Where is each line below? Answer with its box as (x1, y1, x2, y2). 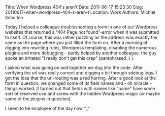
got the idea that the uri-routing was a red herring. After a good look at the (5, 75, 156, 81)
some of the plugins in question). (5, 96, 72, 102)
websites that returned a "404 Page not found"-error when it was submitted (5, 29, 159, 35)
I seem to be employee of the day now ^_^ (5, 105, 90, 111)
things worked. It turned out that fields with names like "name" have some (5, 86, 155, 91)
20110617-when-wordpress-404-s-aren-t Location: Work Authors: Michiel (5, 9, 156, 15)
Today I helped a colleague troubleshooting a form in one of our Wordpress (5, 24, 158, 30)
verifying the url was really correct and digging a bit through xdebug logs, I (5, 70, 157, 75)
